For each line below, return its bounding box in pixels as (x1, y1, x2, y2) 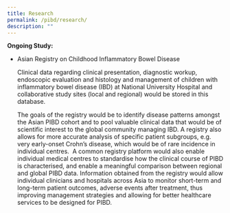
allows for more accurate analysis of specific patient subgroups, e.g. (16, 133, 211, 141)
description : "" (7, 23, 54, 30)
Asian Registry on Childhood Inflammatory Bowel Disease (16, 55, 181, 63)
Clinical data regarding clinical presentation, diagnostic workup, (16, 68, 198, 76)
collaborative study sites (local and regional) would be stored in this (16, 90, 209, 98)
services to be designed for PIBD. (16, 199, 112, 207)
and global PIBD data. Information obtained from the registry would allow (16, 169, 223, 177)
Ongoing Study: (7, 42, 54, 50)
